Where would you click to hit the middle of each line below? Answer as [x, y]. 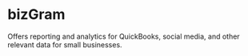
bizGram [36, 15]
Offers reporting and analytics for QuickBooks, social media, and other [124, 36]
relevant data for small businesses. [65, 44]
